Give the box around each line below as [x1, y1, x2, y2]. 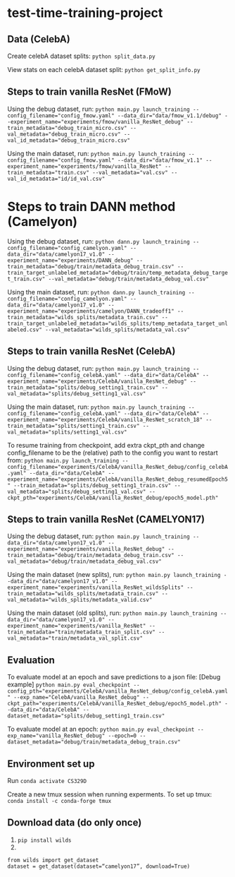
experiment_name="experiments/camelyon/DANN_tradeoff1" [7, 307, 174, 315]
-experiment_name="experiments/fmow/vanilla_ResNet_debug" [7, 118, 184, 125]
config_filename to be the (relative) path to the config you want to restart [7, 448, 218, 457]
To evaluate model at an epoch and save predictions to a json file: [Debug [7, 673, 221, 681]
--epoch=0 [108, 732, 137, 739]
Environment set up [7, 758, 95, 770]
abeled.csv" [7, 326, 42, 333]
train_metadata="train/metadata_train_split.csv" [7, 628, 156, 636]
